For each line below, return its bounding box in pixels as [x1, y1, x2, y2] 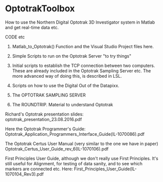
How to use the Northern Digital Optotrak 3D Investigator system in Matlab [5, 19, 155, 25]
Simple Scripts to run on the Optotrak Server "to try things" [12, 53, 131, 59]
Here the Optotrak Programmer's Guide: [5, 126, 86, 132]
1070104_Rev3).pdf [5, 171, 44, 177]
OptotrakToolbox [5, 3, 75, 14]
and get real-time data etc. [5, 24, 59, 30]
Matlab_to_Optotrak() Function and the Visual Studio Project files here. [12, 43, 154, 49]
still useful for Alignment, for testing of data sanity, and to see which [5, 160, 143, 166]
